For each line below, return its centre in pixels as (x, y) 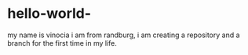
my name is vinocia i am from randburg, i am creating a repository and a (124, 35)
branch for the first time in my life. (62, 43)
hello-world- (49, 14)
